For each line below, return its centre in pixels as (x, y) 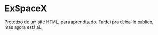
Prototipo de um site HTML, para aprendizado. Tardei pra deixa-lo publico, (79, 22)
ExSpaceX (26, 9)
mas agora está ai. (23, 27)
